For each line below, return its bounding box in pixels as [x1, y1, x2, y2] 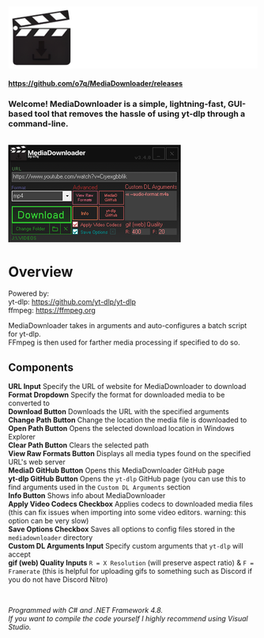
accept [8, 549, 32, 559]
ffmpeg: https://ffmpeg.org [8, 306, 96, 315]
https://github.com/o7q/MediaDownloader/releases [8, 79, 183, 89]
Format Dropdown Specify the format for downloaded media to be [8, 390, 225, 400]
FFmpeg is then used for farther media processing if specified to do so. [8, 338, 240, 347]
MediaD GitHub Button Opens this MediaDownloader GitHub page [8, 466, 225, 475]
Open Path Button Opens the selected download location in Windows [8, 424, 235, 433]
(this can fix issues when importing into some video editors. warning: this [8, 508, 247, 517]
